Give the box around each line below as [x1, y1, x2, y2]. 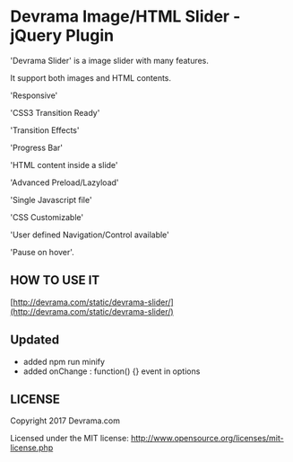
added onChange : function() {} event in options [22, 366, 201, 377]
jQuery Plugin [10, 25, 115, 46]
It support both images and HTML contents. [10, 72, 172, 83]
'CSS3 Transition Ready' [10, 107, 100, 118]
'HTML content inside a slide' [10, 159, 119, 170]
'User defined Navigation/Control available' [10, 229, 169, 240]
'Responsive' [10, 90, 58, 101]
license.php [10, 442, 54, 453]
